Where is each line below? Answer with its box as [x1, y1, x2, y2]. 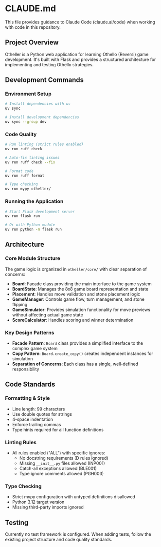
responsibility [12, 366, 39, 372]
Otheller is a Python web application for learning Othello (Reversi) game [5, 51, 149, 57]
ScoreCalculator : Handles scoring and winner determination [12, 317, 134, 323]
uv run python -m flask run [5, 227, 62, 232]
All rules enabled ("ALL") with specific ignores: [12, 450, 106, 456]
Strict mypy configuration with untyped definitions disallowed [12, 494, 135, 500]
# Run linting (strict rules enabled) [5, 142, 84, 147]
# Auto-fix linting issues [5, 155, 60, 160]
